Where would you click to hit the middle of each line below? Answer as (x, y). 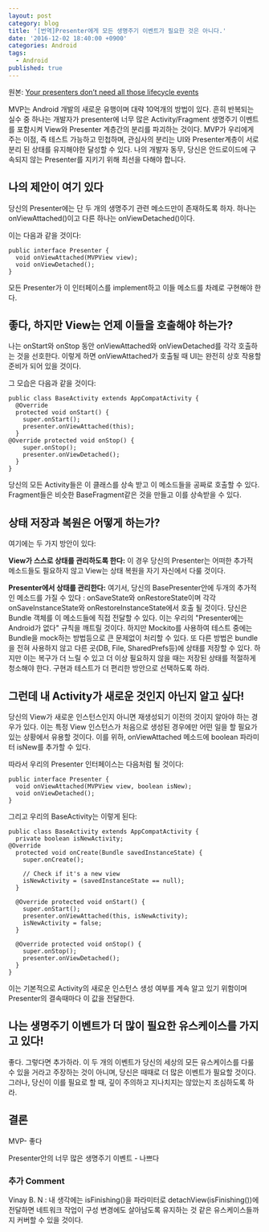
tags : (17, 53)
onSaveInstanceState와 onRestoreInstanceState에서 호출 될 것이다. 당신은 (128, 608)
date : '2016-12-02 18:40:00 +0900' (68, 38)
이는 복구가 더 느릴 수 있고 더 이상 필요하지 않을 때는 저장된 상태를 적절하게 (140, 658)
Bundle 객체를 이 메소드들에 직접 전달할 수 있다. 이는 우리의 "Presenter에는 (126, 618)
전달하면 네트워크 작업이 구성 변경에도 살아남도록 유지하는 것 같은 (110, 1209)
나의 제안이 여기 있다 (56, 187)
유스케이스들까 (236, 1209)
